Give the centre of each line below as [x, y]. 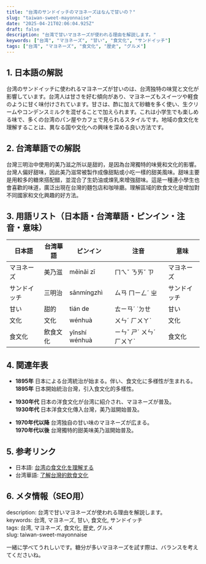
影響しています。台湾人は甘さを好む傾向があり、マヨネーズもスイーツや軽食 [102, 96]
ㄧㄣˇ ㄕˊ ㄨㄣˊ [135, 332]
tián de [79, 309]
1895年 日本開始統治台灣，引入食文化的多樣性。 [76, 389]
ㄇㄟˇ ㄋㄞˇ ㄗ [134, 272]
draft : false [23, 29]
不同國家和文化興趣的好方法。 [44, 195]
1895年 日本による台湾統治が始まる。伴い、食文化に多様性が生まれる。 [105, 381]
